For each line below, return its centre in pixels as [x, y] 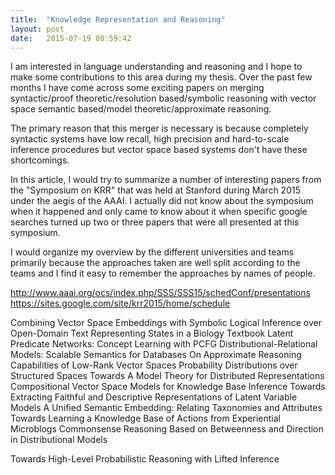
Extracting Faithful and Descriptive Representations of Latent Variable [154, 397]
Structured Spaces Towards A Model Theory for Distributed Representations [167, 376]
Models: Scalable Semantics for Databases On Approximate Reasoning [156, 355]
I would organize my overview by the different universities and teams [152, 252]
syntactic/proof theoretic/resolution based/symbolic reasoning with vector [163, 98]
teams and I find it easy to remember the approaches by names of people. [163, 273]
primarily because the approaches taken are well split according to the [155, 263]
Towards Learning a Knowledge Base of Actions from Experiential [145, 418]
